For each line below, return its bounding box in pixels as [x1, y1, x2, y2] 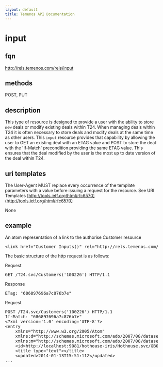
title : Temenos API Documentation [5, 12, 75, 17]
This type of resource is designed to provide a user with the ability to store [5, 119, 154, 125]
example [5, 221, 32, 230]
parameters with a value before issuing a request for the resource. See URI [5, 187, 154, 193]
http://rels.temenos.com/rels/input [5, 65, 74, 71]
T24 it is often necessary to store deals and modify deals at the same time [5, 130, 154, 135]
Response [5, 281, 25, 287]
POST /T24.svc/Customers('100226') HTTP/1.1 [5, 309, 113, 314]
